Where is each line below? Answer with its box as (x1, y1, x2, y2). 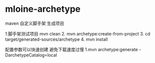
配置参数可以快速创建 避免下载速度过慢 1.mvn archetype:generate (5, 46, 138, 52)
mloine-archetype (5, 3, 81, 15)
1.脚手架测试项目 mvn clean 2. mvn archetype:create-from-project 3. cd (5, 31, 151, 36)
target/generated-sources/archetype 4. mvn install (5, 36, 108, 42)
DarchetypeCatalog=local (5, 52, 58, 58)
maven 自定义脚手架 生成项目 (5, 20, 64, 26)
